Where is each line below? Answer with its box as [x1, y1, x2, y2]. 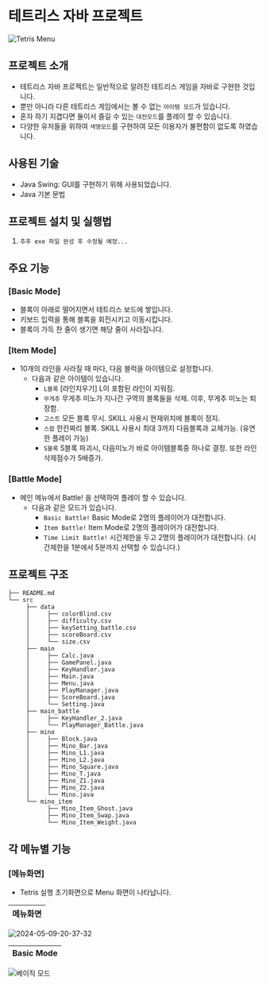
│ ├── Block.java [25, 736, 98, 744]
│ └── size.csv [25, 638, 91, 646]
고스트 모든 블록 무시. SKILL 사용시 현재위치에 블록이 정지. [43, 414, 221, 423]
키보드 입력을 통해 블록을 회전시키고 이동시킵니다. [19, 315, 173, 324]
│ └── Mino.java [25, 791, 94, 799]
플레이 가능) [52, 434, 89, 443]
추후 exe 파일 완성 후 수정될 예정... [19, 238, 129, 246]
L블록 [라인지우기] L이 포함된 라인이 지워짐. [43, 384, 175, 393]
